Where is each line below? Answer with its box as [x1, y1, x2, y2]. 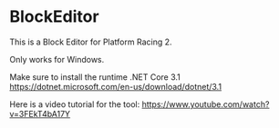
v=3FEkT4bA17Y [9, 108, 71, 119]
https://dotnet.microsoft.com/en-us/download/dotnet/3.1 [9, 81, 222, 92]
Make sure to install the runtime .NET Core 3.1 [9, 71, 181, 83]
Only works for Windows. [9, 54, 105, 64]
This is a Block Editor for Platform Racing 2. [9, 36, 172, 47]
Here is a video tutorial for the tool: [9, 98, 140, 110]
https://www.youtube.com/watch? [141, 98, 270, 110]
